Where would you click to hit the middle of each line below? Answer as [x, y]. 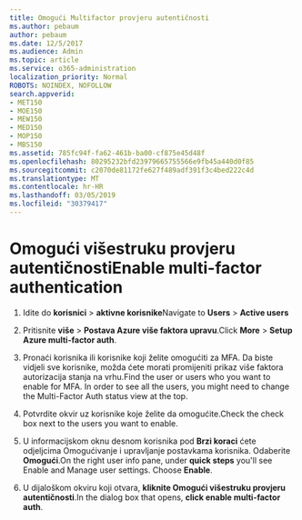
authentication [66, 288]
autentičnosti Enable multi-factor [136, 268]
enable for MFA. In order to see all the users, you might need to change [156, 386]
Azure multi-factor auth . [69, 340]
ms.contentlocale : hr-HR [56, 187]
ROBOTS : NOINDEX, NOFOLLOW [60, 85]
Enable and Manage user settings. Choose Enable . [117, 470]
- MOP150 [26, 136]
